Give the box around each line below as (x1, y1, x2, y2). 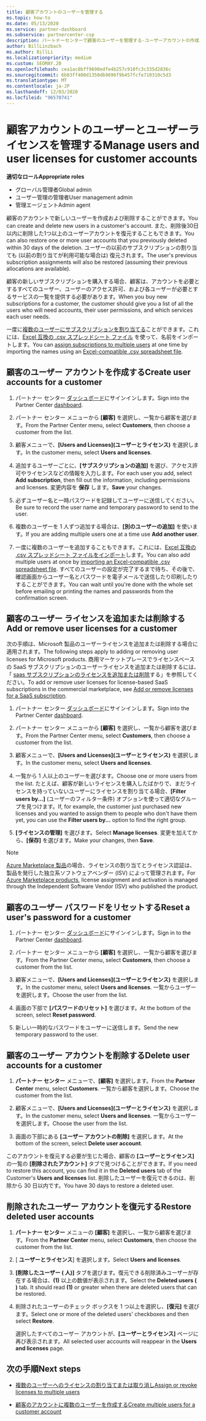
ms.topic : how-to (6, 15, 51, 21)
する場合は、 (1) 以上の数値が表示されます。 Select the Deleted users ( (20, 1276, 197, 1284)
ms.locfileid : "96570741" (6, 95, 72, 101)
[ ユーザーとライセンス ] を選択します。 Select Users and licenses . (15, 1256, 182, 1263)
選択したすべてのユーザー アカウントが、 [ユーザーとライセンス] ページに (15, 1330, 199, 1337)
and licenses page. (15, 1344, 64, 1352)
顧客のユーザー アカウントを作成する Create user (6, 367, 191, 378)
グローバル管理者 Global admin (15, 185, 92, 193)
